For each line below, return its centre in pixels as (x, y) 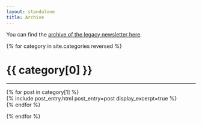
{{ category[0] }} (49, 70)
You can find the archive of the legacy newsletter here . (74, 34)
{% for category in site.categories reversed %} (64, 46)
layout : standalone (31, 12)
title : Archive (25, 17)
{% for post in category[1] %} (43, 92)
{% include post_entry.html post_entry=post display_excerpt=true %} (92, 99)
